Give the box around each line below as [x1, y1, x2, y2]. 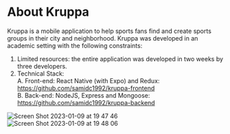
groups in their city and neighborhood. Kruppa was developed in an [7, 34, 198, 42]
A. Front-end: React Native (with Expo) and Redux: [16, 76, 160, 85]
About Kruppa [7, 4, 89, 20]
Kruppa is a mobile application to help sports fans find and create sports [7, 27, 211, 35]
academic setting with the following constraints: [7, 41, 143, 49]
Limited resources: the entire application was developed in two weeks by [16, 54, 224, 63]
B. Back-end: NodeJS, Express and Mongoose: [16, 91, 150, 100]
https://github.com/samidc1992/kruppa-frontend [16, 84, 155, 92]
